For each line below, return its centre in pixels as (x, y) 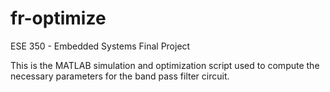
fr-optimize (58, 18)
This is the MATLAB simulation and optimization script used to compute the (165, 65)
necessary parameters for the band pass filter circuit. (120, 76)
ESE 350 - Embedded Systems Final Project (100, 46)
